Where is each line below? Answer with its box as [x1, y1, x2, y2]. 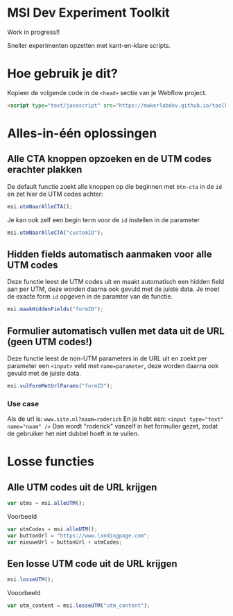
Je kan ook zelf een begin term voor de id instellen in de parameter [7, 215, 200, 224]
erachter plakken [7, 164, 83, 176]
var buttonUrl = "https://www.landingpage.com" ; [7, 532, 150, 539]
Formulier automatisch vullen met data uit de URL [7, 325, 225, 337]
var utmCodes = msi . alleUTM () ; [7, 526, 98, 533]
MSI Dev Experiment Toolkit [7, 5, 170, 21]
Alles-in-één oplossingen [7, 125, 157, 141]
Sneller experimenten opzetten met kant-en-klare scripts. [7, 41, 171, 49]
